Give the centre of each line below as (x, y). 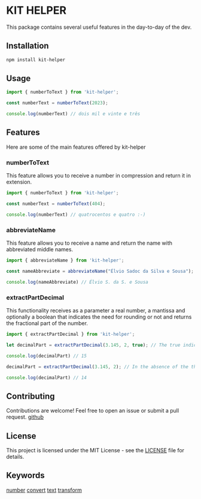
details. (15, 457)
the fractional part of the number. (47, 323)
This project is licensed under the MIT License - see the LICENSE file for (95, 450)
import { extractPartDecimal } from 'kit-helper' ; (71, 334)
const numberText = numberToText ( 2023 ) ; (57, 103)
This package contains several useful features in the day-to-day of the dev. (99, 27)
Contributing (31, 396)
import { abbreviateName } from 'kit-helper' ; (65, 261)
